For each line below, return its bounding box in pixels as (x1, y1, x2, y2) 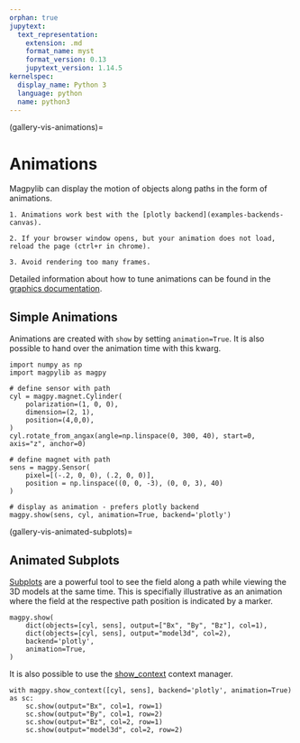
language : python (17, 88, 83, 98)
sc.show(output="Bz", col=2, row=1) (25, 717, 164, 727)
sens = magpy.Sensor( (9, 463, 91, 472)
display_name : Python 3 (17, 80, 106, 89)
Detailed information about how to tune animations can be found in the (9, 274, 272, 284)
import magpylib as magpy (9, 368, 106, 377)
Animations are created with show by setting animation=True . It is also (9, 333, 265, 344)
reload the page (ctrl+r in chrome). (9, 242, 151, 251)
